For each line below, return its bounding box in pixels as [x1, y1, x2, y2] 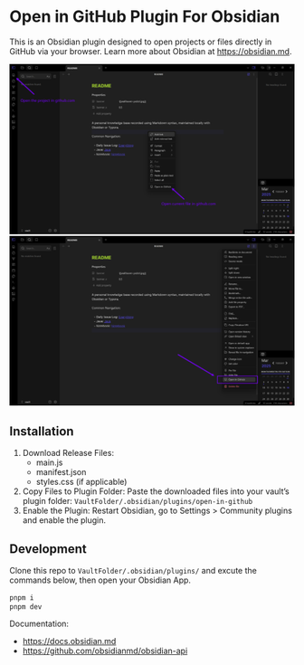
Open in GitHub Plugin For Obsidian [9, 6, 280, 27]
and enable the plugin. [22, 515, 107, 526]
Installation [9, 423, 74, 439]
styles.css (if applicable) [35, 477, 128, 488]
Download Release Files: [22, 448, 115, 459]
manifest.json [35, 467, 87, 478]
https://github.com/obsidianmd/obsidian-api [22, 645, 188, 656]
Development [9, 541, 88, 556]
